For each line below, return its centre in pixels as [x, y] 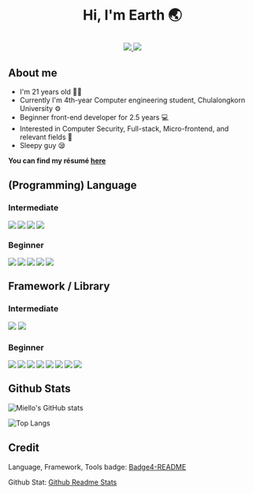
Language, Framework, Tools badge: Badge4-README [97, 466]
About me [33, 73]
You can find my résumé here [57, 161]
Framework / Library [59, 286]
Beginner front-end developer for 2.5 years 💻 [94, 117]
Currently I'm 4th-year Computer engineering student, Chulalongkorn [132, 100]
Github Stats [39, 389]
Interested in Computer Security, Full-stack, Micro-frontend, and [124, 128]
